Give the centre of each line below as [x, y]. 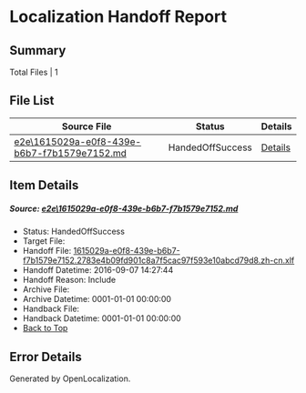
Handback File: [51, 309]
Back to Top [45, 328]
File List [32, 101]
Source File [87, 126]
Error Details [46, 357]
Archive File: [46, 289]
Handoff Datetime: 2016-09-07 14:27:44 [98, 270]
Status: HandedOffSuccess [74, 232]
